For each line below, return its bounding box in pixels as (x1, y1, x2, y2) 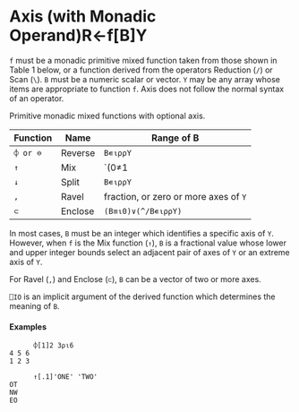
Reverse (61, 146, 96, 159)
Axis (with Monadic (9, 6, 157, 27)
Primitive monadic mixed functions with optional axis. (9, 110, 206, 121)
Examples (9, 321, 47, 332)
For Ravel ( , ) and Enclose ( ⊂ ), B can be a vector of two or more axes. (9, 273, 261, 284)
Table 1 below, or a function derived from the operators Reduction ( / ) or (9, 64, 273, 75)
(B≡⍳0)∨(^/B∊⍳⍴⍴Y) (104, 206, 183, 216)
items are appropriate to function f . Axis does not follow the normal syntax (9, 83, 285, 94)
